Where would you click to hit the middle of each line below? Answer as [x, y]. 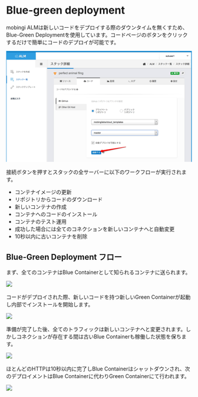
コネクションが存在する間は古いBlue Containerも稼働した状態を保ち [99, 336]
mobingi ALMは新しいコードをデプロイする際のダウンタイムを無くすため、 [97, 27]
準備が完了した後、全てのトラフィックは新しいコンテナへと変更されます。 [96, 329]
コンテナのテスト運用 [40, 222]
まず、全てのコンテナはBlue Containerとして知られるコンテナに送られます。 [98, 272]
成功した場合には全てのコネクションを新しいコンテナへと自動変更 [95, 229]
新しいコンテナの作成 [40, 207]
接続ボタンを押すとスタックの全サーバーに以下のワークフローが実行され [94, 172]
